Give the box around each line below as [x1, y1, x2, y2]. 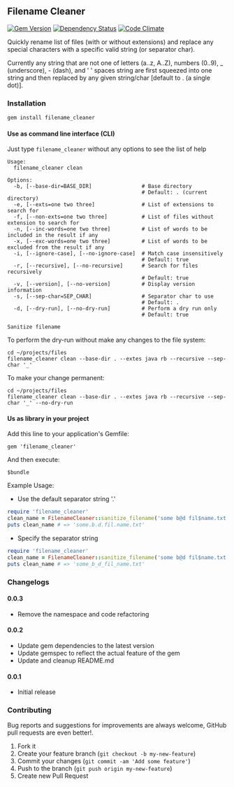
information [7, 287, 42, 294]
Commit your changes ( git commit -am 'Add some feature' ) [17, 757, 191, 765]
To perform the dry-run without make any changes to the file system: [7, 335, 206, 345]
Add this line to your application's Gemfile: [7, 430, 129, 438]
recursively [7, 268, 42, 275]
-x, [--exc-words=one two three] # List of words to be [13, 238, 208, 245]
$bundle [7, 469, 30, 476]
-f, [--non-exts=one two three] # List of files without [13, 213, 214, 221]
